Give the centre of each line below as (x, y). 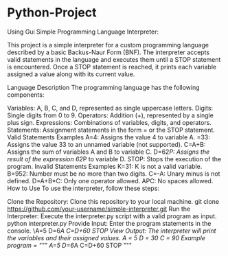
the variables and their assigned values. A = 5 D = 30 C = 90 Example (106, 237)
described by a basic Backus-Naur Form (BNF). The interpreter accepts (109, 52)
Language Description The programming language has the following (104, 87)
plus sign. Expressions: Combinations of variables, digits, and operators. (109, 122)
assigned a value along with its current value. (71, 74)
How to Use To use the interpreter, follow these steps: (83, 188)
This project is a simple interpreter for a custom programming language (108, 45)
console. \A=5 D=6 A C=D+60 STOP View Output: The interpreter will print (112, 231)
